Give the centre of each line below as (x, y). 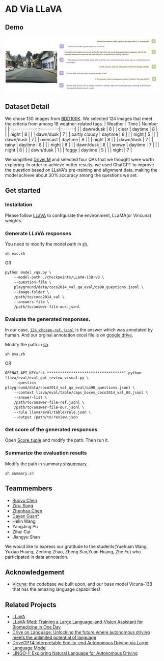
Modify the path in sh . (27, 345)
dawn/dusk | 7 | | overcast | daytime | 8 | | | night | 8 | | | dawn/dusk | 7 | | (79, 139)
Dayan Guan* (26, 516)
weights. (14, 220)
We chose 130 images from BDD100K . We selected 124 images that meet (79, 119)
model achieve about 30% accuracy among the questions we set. (71, 175)
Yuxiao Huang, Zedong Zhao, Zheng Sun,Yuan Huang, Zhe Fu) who (73, 551)
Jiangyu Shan (26, 537)
